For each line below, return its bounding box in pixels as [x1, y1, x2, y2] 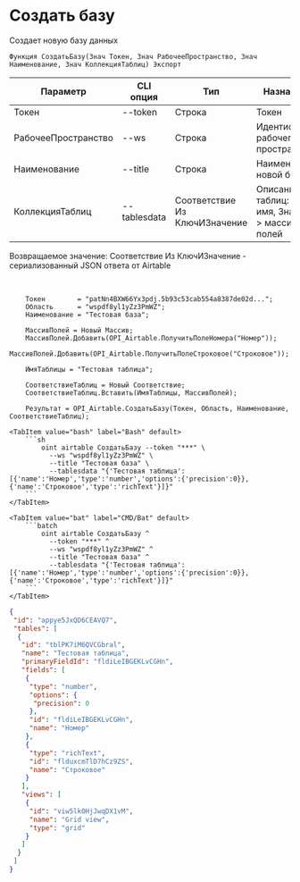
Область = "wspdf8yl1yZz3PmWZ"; [25, 302, 166, 311]
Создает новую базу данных [9, 35, 119, 46]
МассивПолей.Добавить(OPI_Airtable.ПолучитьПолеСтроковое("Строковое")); [9, 349, 290, 358]
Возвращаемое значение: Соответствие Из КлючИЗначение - [9, 250, 247, 261]
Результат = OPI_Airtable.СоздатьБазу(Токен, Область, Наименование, [25, 404, 290, 413]
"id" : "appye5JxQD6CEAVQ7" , [12, 616, 118, 625]
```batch [25, 521, 58, 530]
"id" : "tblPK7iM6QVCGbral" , [21, 641, 126, 650]
